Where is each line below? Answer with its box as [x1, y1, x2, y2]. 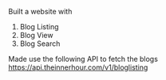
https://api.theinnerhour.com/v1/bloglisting [8, 63, 148, 72]
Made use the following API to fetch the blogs [8, 55, 158, 63]
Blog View [19, 31, 53, 40]
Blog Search [19, 39, 61, 48]
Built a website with [8, 7, 73, 16]
